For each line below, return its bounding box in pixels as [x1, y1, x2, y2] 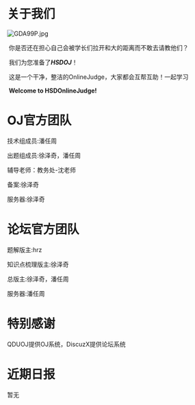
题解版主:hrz [7, 245, 42, 254]
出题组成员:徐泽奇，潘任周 [7, 151, 81, 159]
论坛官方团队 [7, 222, 80, 238]
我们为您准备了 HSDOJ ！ [8, 58, 78, 66]
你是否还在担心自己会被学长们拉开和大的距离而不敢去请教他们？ [8, 43, 189, 51]
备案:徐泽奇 [7, 180, 40, 189]
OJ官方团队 [7, 113, 72, 128]
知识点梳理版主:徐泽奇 [7, 260, 70, 268]
